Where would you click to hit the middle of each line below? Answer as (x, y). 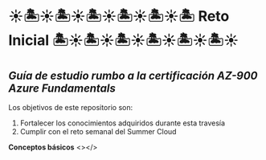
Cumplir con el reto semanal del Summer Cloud (98, 131)
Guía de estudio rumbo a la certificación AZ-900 (133, 75)
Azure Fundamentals (62, 88)
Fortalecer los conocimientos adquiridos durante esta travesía (123, 123)
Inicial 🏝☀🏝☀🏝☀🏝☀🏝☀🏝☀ (124, 41)
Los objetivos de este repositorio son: (71, 107)
